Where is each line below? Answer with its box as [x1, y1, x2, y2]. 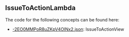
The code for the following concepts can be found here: [5, 17, 120, 22]
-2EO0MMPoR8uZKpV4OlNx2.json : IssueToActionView [12, 26, 125, 32]
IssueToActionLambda [5, 4, 76, 12]
